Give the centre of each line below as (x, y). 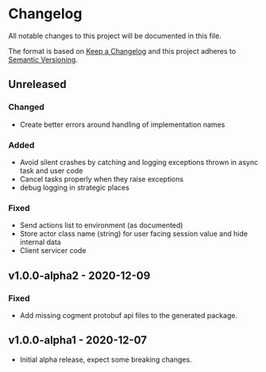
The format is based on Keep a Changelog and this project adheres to (122, 51)
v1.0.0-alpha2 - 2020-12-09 (79, 276)
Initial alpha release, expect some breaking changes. (106, 359)
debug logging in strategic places (74, 187)
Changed (27, 107)
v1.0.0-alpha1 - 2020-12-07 (78, 341)
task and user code (51, 171)
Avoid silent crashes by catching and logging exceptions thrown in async (139, 162)
